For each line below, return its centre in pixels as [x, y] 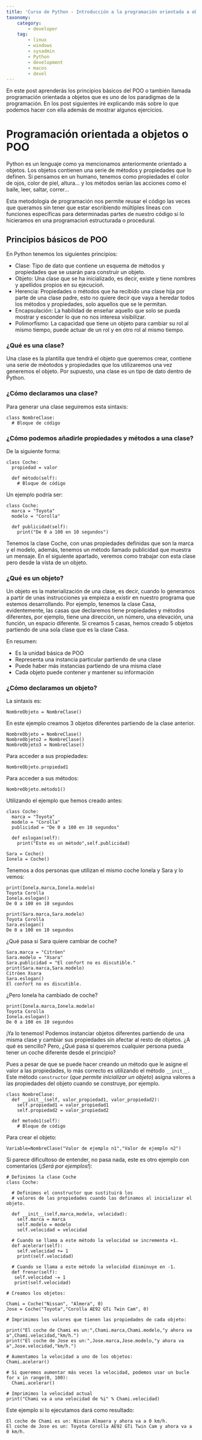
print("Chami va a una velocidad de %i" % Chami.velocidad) [83, 1399]
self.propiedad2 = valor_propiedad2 [63, 1110]
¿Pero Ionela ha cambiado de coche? [52, 995]
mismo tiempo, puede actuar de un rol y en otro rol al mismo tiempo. [99, 330]
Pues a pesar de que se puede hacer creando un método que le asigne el [97, 1064]
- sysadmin [41, 51]
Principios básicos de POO [57, 239]
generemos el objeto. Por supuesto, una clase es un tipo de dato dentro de [99, 371]
